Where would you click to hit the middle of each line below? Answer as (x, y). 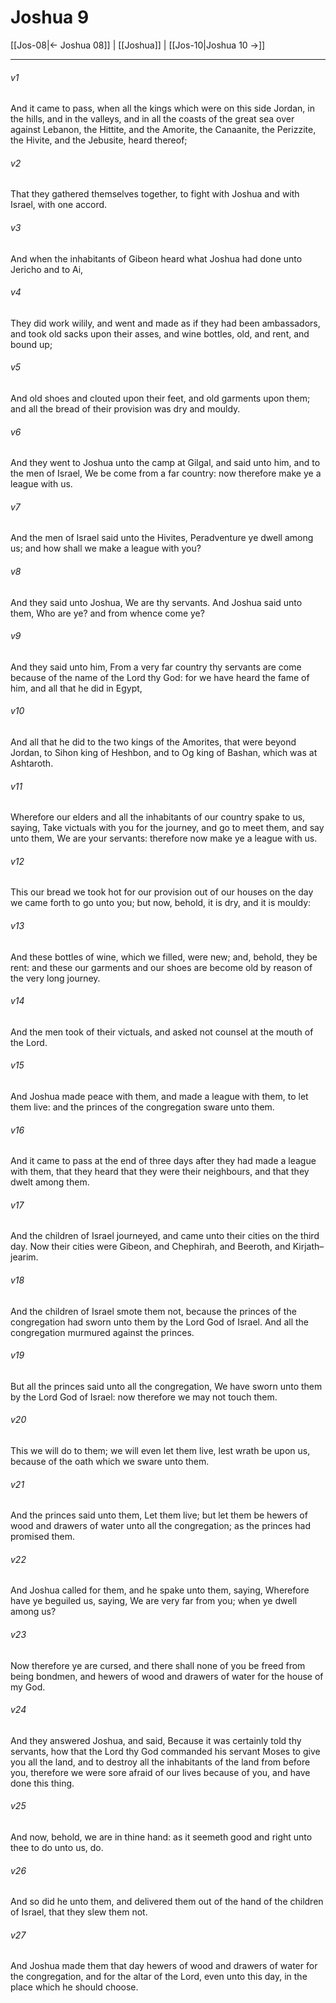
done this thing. (42, 1783)
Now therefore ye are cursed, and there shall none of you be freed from (158, 1665)
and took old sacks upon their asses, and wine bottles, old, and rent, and (160, 333)
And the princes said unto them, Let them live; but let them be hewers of (159, 1515)
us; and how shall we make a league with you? (106, 548)
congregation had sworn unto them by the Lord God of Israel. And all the (159, 1322)
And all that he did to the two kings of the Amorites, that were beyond (153, 742)
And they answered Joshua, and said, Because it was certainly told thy (156, 1740)
